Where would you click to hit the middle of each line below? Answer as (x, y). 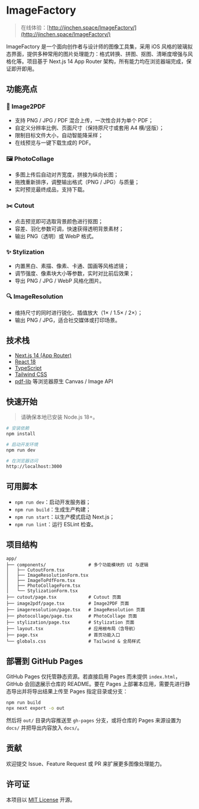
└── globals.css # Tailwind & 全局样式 (73, 641)
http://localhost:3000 (34, 466)
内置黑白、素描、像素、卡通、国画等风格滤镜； (72, 266)
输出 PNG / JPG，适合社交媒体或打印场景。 (67, 320)
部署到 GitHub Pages (45, 661)
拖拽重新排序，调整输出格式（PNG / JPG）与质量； (77, 182)
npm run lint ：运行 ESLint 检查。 (55, 524)
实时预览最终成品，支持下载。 (51, 189)
